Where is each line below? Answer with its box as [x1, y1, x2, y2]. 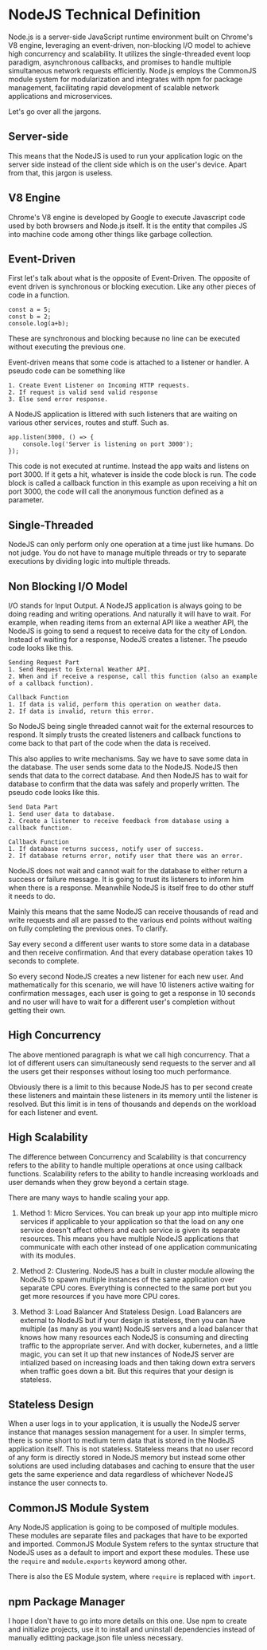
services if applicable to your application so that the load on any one [19, 1216, 244, 1226]
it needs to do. [8, 892, 56, 900]
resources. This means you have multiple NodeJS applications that [19, 1234, 239, 1243]
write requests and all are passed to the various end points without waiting [8, 916, 253, 924]
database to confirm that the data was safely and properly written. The [8, 779, 240, 789]
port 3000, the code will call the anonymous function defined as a [8, 486, 224, 496]
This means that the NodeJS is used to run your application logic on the [8, 151, 243, 160]
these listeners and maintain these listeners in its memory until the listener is [8, 1090, 258, 1100]
